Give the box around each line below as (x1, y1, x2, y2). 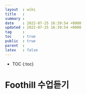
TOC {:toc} (12, 61, 34, 67)
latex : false (5, 47, 38, 52)
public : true (5, 39, 36, 44)
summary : (5, 16, 25, 21)
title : (5, 12, 25, 16)
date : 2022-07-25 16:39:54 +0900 (5, 20, 82, 26)
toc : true (5, 34, 36, 39)
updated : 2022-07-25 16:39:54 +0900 (5, 25, 82, 30)
